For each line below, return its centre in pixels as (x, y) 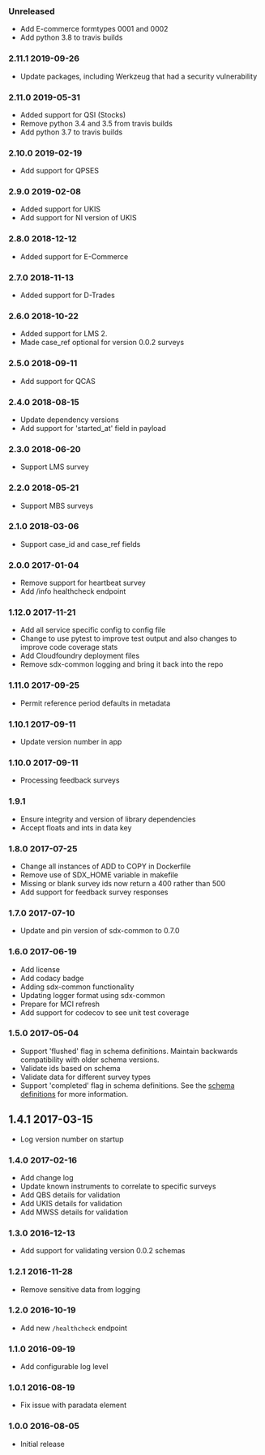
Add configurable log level (64, 1367)
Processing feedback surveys (70, 780)
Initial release (42, 1444)
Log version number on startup (72, 1139)
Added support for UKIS (60, 209)
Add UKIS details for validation (71, 1203)
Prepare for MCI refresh (60, 1004)
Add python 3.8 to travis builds (71, 37)
